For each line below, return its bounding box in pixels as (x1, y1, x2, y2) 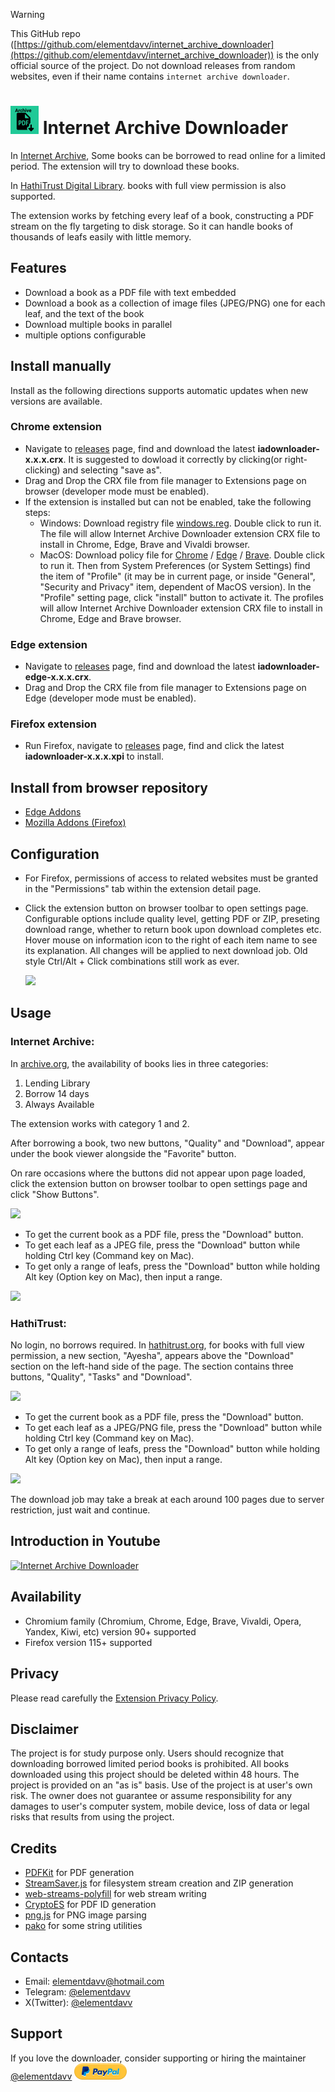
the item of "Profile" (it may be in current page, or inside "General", (39, 570, 316, 582)
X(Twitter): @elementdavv (24, 1996, 133, 2008)
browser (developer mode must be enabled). (24, 485, 210, 497)
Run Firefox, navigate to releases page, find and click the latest (24, 740, 285, 752)
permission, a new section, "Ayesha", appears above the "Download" (10, 1350, 295, 1362)
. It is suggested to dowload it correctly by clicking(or (63, 453, 283, 465)
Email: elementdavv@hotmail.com (24, 1975, 165, 1987)
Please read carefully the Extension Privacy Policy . (10, 1692, 219, 1704)
